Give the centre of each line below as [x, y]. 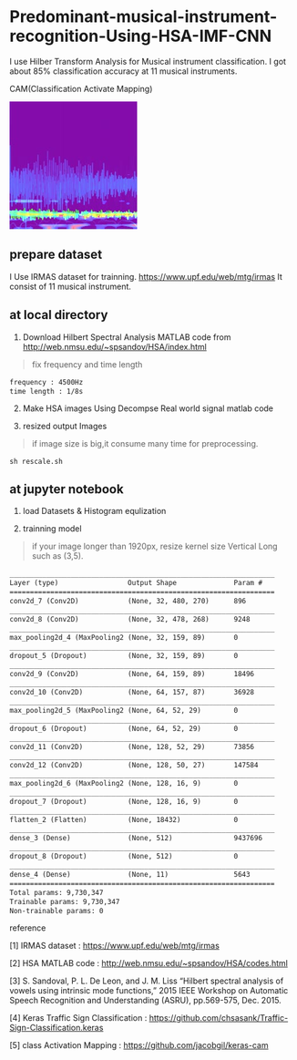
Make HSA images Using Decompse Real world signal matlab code [148, 408]
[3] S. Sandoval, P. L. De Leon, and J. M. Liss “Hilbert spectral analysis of [147, 981]
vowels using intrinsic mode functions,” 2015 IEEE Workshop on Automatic [149, 991]
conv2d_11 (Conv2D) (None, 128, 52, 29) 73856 [132, 747]
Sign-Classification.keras [56, 1028]
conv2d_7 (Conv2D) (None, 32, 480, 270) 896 [128, 602]
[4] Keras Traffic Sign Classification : [78, 1018]
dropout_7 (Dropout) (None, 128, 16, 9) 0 [124, 802]
